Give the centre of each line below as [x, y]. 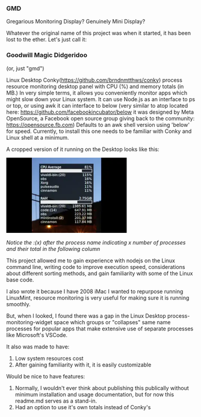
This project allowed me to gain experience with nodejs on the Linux [91, 261]
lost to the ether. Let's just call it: [47, 40]
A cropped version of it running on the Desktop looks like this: [83, 149]
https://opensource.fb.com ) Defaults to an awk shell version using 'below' [98, 125]
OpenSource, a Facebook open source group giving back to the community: [100, 118]
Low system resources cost [49, 358]
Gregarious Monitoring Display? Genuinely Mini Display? [76, 22]
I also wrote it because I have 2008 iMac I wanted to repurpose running [95, 291]
